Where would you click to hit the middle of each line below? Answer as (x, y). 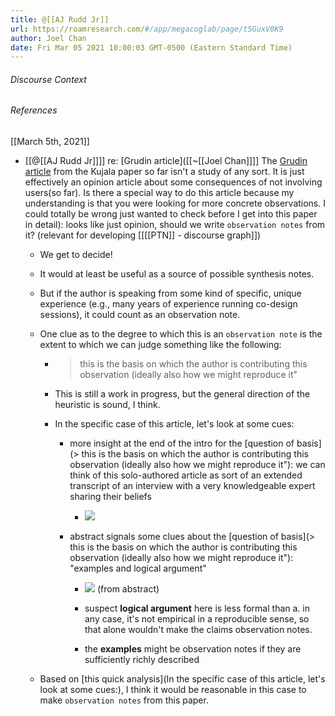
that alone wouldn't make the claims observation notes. (198, 630)
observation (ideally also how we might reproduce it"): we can (197, 465)
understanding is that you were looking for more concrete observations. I (175, 203)
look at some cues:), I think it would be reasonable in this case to (173, 690)
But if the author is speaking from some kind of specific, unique (170, 293)
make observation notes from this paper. (124, 700)
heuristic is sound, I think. (107, 405)
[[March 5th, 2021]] (50, 142)
